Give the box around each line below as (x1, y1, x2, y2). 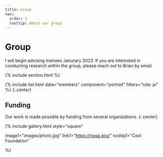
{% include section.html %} (5, 72, 61, 78)
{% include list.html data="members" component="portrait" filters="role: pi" (5, 82, 159, 87)
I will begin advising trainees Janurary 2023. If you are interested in (5, 58, 141, 64)
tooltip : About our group (9, 20, 62, 26)
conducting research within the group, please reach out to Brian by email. (5, 63, 153, 69)
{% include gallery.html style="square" (5, 123, 83, 129)
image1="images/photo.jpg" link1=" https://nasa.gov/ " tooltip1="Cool (5, 133, 142, 139)
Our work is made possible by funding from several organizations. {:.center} (5, 114, 158, 120)
